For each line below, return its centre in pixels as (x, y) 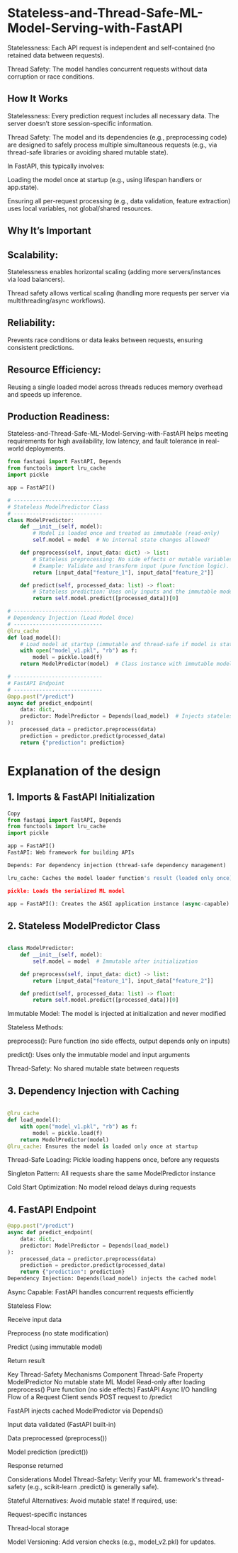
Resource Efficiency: (54, 370)
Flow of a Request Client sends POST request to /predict (90, 1397)
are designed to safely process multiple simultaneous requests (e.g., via (112, 145)
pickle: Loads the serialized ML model (66, 891)
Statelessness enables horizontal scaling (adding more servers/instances (114, 271)
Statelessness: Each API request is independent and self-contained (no (111, 47)
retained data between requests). (56, 55)
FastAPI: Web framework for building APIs (71, 853)
